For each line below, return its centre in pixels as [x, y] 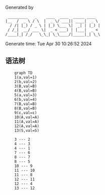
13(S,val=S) [27, 130]
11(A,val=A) [27, 122]
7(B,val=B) [26, 104]
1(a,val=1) [26, 77]
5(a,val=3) [26, 95]
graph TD [23, 73]
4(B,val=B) [26, 91]
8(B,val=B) [26, 108]
